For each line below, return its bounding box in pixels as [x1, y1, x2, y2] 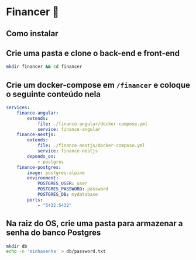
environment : [27, 175, 59, 181]
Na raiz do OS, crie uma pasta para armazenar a [6, 219, 183, 228]
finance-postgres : [16, 164, 61, 170]
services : [6, 105, 30, 110]
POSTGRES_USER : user [37, 181, 88, 186]
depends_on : [27, 153, 57, 160]
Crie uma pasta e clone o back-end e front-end [6, 48, 180, 58]
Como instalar [6, 29, 59, 39]
